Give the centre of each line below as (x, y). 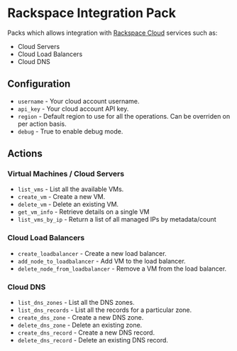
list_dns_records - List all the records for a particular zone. (105, 310)
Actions (25, 154)
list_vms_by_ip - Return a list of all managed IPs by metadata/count (117, 220)
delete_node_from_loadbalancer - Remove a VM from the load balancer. (122, 269)
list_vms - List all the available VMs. (71, 189)
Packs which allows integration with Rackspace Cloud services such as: (112, 33)
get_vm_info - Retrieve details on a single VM (83, 212)
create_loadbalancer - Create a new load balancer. (92, 253)
